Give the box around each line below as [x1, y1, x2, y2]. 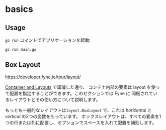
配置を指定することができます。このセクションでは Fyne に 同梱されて [9, 90, 154, 96]
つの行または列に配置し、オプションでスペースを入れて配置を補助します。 [5, 120, 157, 126]
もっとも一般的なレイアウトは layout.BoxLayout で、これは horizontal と [5, 107, 152, 113]
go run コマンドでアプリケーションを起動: [5, 37, 91, 43]
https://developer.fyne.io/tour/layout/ [5, 74, 81, 80]
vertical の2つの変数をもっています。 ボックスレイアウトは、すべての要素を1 [5, 113, 162, 119]
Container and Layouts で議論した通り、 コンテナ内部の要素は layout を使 [5, 84, 156, 90]
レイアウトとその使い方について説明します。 [9, 96, 100, 103]
